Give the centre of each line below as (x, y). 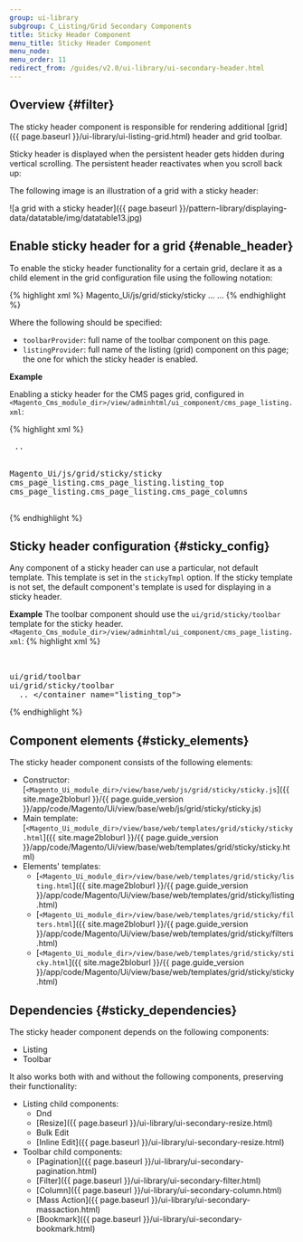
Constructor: (46, 780)
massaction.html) (68, 1209)
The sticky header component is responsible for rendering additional (137, 127)
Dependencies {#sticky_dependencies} (123, 1010)
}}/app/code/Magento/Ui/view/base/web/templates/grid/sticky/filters (165, 934)
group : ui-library (44, 18)
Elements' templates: (62, 867)
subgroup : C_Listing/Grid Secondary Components (101, 26)
